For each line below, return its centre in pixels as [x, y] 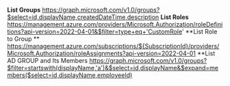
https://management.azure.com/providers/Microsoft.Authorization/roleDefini [115, 24]
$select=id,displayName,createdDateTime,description [83, 17]
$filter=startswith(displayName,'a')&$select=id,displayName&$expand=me [113, 68]
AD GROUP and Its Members [48, 60]
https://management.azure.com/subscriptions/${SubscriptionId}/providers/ [113, 46]
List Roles [175, 17]
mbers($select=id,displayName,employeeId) [70, 75]
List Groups [24, 10]
